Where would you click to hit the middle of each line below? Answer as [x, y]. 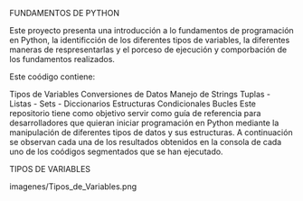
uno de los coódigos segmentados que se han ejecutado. [116, 151]
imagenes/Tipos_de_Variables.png [73, 187]
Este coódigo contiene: [52, 77]
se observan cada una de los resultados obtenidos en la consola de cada [146, 142]
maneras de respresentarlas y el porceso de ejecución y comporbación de [148, 50]
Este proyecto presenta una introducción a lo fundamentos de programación [151, 30]
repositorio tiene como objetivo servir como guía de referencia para [135, 113]
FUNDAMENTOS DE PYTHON [65, 13]
